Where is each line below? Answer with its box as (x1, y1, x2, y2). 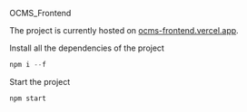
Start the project (9, 76, 71, 87)
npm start (9, 94, 47, 103)
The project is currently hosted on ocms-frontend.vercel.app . (9, 25, 239, 35)
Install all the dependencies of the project (9, 42, 165, 53)
